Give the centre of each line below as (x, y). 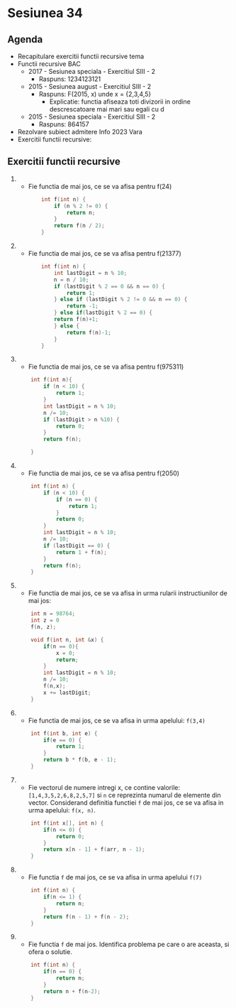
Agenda (25, 39)
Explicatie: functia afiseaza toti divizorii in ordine (120, 102)
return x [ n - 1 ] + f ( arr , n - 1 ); (94, 850)
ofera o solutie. (50, 952)
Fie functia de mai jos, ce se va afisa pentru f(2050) (103, 473)
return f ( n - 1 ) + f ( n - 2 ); (86, 917)
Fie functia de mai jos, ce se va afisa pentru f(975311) (106, 367)
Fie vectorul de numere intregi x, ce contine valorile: (104, 787)
